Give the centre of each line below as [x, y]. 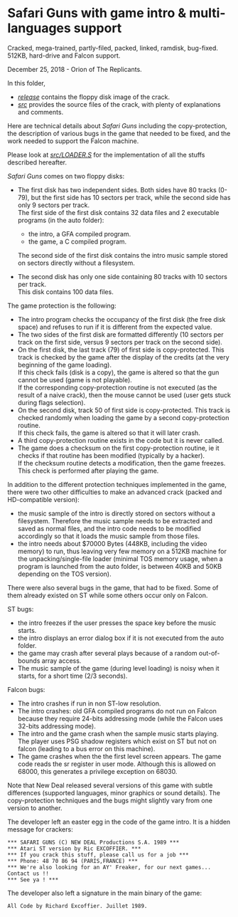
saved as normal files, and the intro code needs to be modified [109, 528]
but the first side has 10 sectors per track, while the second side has [131, 197]
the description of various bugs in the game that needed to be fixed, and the [119, 133]
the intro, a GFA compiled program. [80, 234]
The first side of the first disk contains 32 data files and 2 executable [118, 212]
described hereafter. [37, 162]
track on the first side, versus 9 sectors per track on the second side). [120, 342]
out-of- [209, 653]
